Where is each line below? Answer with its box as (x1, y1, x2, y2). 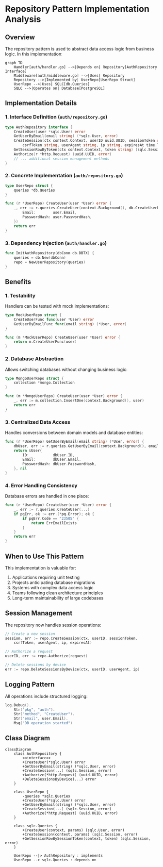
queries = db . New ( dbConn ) (14, 255, 66, 260)
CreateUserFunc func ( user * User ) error (14, 317, 95, 322)
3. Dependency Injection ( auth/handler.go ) (5, 239, 107, 246)
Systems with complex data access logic (12, 584, 94, 590)
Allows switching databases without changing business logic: (5, 367, 128, 372)
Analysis (5, 14, 41, 25)
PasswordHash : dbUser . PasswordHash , (22, 462, 97, 467)
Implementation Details (5, 99, 77, 107)
